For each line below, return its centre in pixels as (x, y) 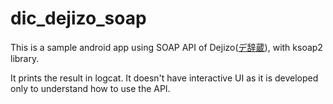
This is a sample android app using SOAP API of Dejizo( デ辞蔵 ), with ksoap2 (166, 47)
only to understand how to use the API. (90, 88)
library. (25, 58)
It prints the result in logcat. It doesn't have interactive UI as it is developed (164, 78)
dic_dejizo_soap (78, 18)
